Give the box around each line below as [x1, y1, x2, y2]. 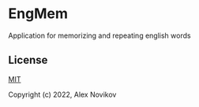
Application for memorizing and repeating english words [8, 31, 191, 40]
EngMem [8, 5, 69, 23]
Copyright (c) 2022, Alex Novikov [8, 90, 117, 99]
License [8, 53, 48, 67]
